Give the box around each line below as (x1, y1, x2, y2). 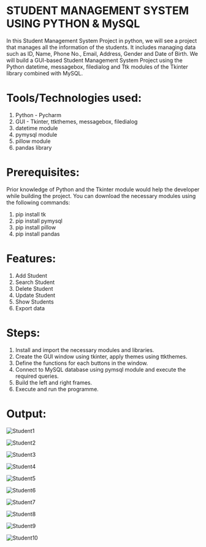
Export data (15, 304, 45, 312)
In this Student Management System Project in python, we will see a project (6, 37, 197, 44)
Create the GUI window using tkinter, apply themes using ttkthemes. (15, 353, 188, 360)
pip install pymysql (15, 217, 63, 224)
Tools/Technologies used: (6, 91, 142, 105)
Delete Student (15, 285, 53, 292)
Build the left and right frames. (15, 378, 93, 386)
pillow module (15, 137, 51, 145)
